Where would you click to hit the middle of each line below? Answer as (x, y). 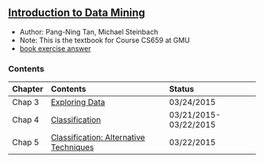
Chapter (27, 89)
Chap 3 (26, 103)
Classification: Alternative (98, 138)
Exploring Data (78, 103)
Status (181, 89)
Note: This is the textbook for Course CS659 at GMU (104, 40)
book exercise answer (55, 48)
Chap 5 (26, 143)
